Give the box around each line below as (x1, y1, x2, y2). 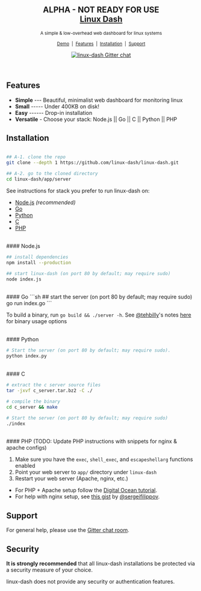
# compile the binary (6, 398, 61, 404)
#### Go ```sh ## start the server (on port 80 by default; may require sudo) (6, 293, 193, 300)
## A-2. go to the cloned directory (6, 171, 98, 177)
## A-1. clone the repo (6, 154, 66, 160)
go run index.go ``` (6, 300, 52, 307)
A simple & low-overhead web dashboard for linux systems (40, 30, 162, 36)
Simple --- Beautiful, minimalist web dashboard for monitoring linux (14, 96, 183, 104)
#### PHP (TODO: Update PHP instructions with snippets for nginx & (6, 438, 178, 445)
